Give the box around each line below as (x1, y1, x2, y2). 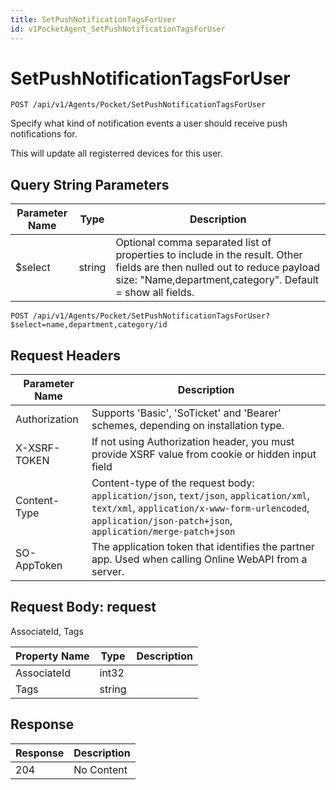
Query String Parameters (10, 176, 170, 193)
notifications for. (10, 128, 78, 140)
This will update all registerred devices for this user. (10, 147, 223, 160)
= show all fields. (115, 286, 195, 300)
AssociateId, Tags (10, 625, 84, 637)
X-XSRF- (15, 441, 61, 455)
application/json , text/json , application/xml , (91, 489, 310, 503)
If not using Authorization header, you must (91, 435, 295, 449)
